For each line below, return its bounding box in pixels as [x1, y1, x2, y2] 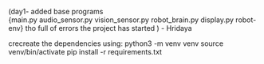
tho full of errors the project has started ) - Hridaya [25, 24, 193, 32]
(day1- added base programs [8, 7, 104, 16]
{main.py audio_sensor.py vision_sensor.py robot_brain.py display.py [8, 15, 234, 24]
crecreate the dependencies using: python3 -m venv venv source [8, 39, 224, 48]
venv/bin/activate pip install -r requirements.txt [8, 47, 162, 56]
